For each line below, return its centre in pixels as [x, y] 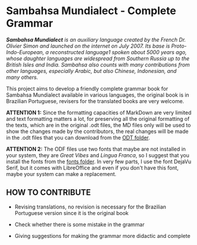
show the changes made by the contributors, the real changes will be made [97, 131]
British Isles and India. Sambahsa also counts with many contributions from [98, 64]
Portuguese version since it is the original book [71, 213]
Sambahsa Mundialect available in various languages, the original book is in [98, 95]
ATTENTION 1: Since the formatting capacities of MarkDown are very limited [99, 112]
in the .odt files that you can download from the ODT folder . [78, 137]
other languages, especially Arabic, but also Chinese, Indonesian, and [91, 71]
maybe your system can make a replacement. [61, 174]
